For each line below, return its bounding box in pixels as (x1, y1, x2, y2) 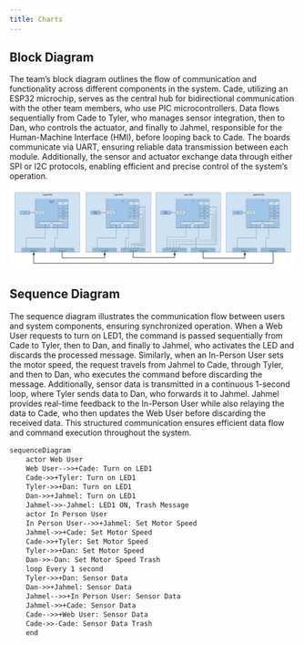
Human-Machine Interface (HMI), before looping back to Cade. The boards (9, 132, 291, 143)
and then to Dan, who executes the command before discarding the (9, 369, 263, 380)
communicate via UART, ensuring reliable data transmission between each (9, 141, 289, 152)
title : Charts (9, 15, 64, 24)
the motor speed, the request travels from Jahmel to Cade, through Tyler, (9, 359, 284, 369)
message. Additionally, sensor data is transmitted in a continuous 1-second (9, 379, 291, 390)
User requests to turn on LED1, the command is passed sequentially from (9, 329, 284, 341)
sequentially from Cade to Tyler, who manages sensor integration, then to (9, 112, 285, 123)
